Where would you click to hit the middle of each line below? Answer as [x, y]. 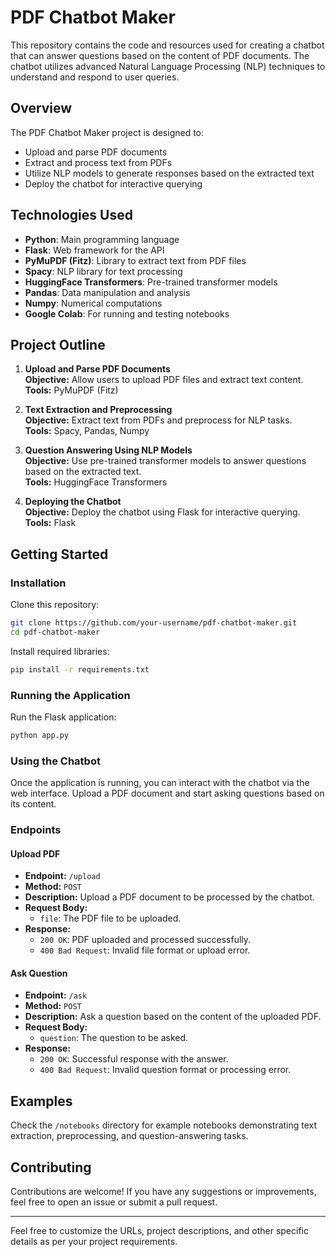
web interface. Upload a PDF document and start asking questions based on [167, 793]
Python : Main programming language [102, 239]
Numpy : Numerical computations [93, 303]
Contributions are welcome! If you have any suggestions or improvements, [163, 1192]
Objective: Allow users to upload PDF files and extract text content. [164, 380]
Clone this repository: [55, 605]
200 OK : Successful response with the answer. [134, 1059]
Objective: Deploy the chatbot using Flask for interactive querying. [162, 512]
